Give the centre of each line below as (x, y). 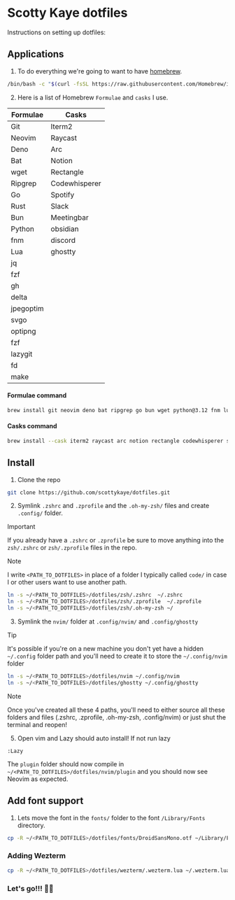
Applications (36, 54)
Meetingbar (70, 217)
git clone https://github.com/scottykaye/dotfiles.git (89, 492)
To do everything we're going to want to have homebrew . (100, 71)
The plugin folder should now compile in (66, 764)
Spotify (63, 195)
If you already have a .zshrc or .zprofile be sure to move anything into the (116, 540)
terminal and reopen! (37, 724)
